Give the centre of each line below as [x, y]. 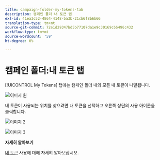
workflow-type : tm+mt [27, 32]
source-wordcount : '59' [29, 37]
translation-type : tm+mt [30, 23]
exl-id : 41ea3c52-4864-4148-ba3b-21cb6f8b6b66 [53, 18]
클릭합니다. [16, 111]
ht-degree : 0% [19, 41]
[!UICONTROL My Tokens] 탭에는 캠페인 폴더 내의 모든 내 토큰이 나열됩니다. [78, 85]
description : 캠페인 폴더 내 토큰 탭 [39, 14]
